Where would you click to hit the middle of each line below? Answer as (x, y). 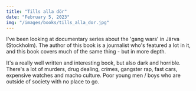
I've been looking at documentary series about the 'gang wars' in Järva (93, 39)
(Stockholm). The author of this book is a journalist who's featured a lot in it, (98, 45)
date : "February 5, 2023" (38, 17)
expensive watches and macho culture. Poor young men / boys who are (94, 75)
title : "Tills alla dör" (37, 11)
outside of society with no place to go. (53, 82)
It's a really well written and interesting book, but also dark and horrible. (94, 63)
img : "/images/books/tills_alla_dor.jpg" (58, 22)
